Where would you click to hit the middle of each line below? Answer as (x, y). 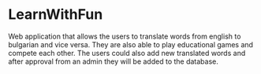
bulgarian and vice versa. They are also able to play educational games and (131, 44)
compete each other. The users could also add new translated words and (127, 53)
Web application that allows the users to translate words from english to (125, 36)
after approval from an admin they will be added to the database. (114, 61)
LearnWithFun (56, 15)
